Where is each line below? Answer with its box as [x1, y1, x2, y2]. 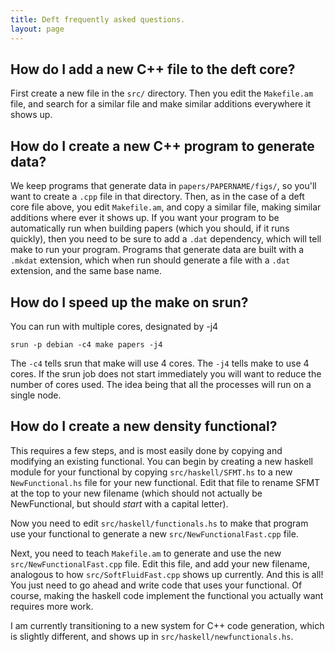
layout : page [10, 24, 65, 34]
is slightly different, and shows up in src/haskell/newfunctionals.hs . [10, 630, 294, 642]
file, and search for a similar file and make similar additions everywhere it [10, 98, 312, 110]
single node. [10, 389, 62, 401]
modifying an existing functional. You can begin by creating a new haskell [10, 455, 313, 467]
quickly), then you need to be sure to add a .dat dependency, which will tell [10, 233, 322, 245]
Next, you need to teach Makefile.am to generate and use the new [10, 547, 282, 559]
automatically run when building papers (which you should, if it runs [10, 222, 290, 235]
